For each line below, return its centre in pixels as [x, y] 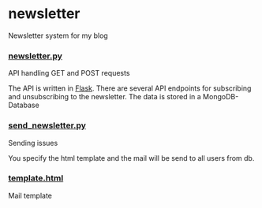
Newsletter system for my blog [58, 35]
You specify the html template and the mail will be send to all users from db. [131, 158]
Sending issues [33, 143]
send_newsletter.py [47, 125]
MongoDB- [221, 97]
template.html [36, 178]
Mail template [30, 195]
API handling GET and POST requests [69, 73]
